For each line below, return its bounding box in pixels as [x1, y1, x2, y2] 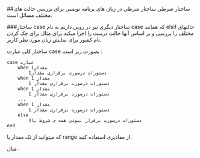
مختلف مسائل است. [7, 11, 52, 19]
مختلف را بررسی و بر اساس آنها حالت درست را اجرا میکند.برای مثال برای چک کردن [7, 30, 194, 37]
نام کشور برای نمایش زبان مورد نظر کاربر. [7, 36, 102, 43]
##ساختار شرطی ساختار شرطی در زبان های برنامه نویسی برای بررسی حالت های [7, 5, 190, 12]
